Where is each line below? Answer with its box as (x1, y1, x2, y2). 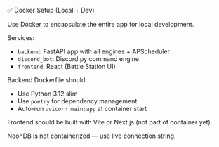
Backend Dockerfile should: (7, 76, 88, 84)
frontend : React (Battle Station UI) (17, 63, 116, 70)
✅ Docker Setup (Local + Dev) (7, 6, 95, 14)
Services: (7, 34, 35, 41)
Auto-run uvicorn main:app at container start (17, 105, 147, 113)
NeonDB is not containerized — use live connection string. (7, 132, 176, 140)
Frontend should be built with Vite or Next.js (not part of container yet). (7, 118, 213, 126)
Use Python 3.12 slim (17, 89, 78, 98)
